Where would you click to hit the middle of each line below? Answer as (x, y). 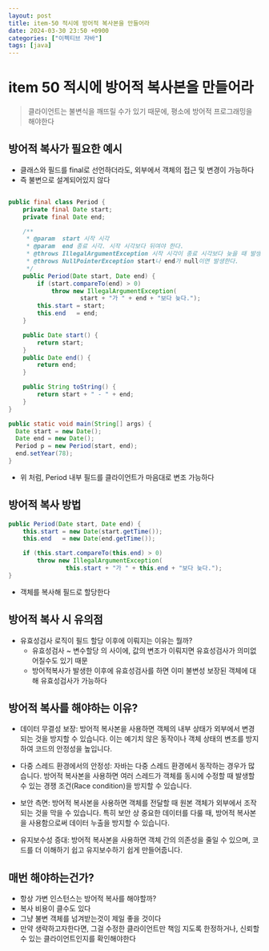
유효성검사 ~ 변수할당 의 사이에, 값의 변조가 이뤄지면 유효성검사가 (134, 651)
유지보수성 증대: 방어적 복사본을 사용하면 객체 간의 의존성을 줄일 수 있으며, (135, 840)
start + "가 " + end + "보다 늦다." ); (141, 298)
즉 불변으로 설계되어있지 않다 (65, 179)
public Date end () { (57, 357)
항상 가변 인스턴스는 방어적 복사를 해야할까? (88, 899)
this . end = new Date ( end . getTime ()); (89, 539)
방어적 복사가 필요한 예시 (65, 149)
